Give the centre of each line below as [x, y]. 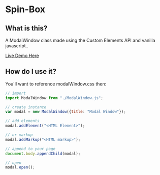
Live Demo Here [22, 55]
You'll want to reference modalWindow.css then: [56, 84]
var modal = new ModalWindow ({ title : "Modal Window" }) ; [66, 112]
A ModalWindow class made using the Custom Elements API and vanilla [80, 40]
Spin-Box [25, 9]
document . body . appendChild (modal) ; [43, 154]
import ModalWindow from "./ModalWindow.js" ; [54, 98]
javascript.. [17, 46]
